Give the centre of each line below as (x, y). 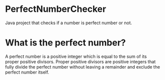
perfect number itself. (27, 72)
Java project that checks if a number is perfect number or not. (69, 23)
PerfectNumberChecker (56, 9)
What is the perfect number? (66, 43)
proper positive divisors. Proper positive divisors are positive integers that (81, 61)
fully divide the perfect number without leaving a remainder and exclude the (82, 67)
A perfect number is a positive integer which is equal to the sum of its (76, 56)
